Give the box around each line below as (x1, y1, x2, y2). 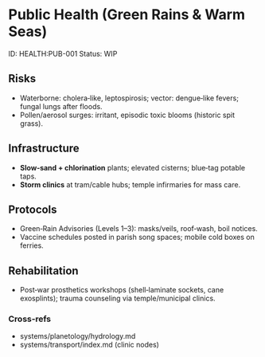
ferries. (19, 241, 44, 250)
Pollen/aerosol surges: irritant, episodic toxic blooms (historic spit (19, 110, 236, 120)
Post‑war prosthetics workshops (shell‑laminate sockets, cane (19, 285, 224, 295)
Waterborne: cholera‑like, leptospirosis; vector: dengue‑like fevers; (19, 93, 239, 103)
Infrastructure (8, 142, 80, 155)
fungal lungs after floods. (19, 101, 103, 111)
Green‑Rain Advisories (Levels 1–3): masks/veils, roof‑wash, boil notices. (19, 224, 259, 233)
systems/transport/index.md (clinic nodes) (19, 340, 159, 350)
